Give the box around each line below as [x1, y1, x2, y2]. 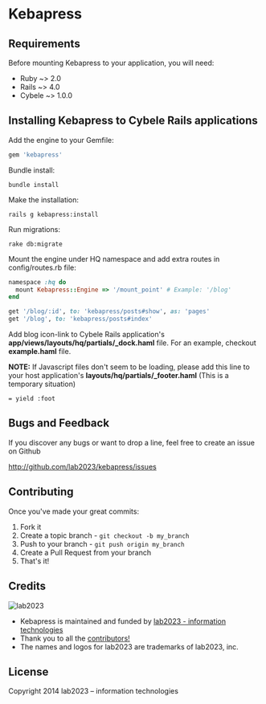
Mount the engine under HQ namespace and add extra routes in [8, 254, 220, 263]
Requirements [8, 37, 80, 51]
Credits [8, 580, 47, 593]
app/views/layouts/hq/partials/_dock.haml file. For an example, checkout [8, 338, 257, 348]
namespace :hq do [8, 278, 67, 286]
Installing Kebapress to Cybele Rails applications [8, 114, 259, 128]
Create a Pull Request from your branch [19, 547, 151, 557]
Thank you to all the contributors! [19, 633, 130, 643]
